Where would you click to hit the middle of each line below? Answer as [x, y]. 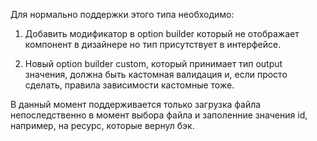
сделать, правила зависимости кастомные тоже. [129, 85]
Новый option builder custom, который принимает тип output [153, 63]
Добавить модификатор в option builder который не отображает [162, 33]
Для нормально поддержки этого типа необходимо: [122, 14]
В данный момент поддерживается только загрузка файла [136, 104]
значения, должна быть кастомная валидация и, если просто [156, 74]
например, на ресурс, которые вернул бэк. [102, 125]
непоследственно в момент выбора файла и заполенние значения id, [159, 115]
